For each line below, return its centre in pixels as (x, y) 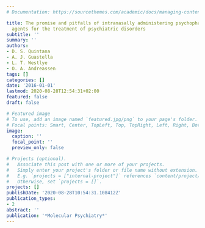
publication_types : (31, 199)
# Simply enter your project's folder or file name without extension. (102, 170)
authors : (17, 46)
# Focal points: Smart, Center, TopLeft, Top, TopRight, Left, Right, (98, 125)
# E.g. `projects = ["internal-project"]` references (79, 176)
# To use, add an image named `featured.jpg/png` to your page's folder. (102, 119)
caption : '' (27, 136)
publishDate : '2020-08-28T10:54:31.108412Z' (64, 193)
